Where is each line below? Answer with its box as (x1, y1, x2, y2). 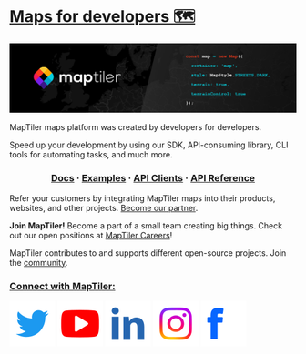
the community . (9, 257, 68, 268)
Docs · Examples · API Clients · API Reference (50, 172, 256, 185)
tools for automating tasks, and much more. (9, 149, 173, 160)
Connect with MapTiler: (9, 279, 116, 292)
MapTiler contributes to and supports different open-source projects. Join (9, 247, 287, 258)
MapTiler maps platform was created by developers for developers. (9, 122, 262, 133)
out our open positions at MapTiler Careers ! (9, 229, 173, 240)
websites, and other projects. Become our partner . (9, 202, 199, 213)
